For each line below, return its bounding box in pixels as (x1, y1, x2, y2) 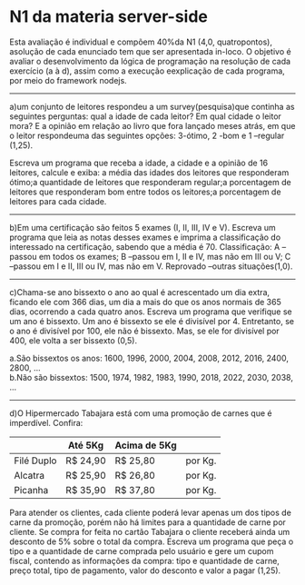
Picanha (14, 483, 49, 496)
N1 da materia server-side (9, 6, 209, 27)
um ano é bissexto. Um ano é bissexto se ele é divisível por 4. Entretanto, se (9, 315, 295, 326)
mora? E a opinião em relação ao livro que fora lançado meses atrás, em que (9, 120, 296, 131)
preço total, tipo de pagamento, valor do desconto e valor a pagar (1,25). (9, 565, 281, 576)
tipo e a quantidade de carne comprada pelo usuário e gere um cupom (9, 545, 274, 556)
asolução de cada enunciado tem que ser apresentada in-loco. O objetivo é (9, 45, 292, 56)
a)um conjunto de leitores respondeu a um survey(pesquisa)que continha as (9, 101, 295, 112)
